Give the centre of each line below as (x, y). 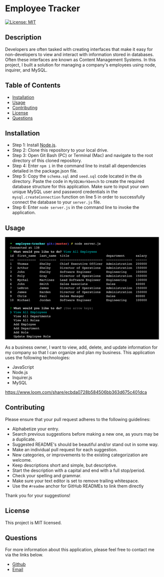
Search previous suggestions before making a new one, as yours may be (85, 434)
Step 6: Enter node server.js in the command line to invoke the (76, 207)
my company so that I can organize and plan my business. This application (80, 352)
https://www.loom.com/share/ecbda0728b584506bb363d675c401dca (76, 392)
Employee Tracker (43, 9)
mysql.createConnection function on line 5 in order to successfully (79, 197)
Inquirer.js (22, 377)
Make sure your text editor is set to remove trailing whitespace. (75, 481)
